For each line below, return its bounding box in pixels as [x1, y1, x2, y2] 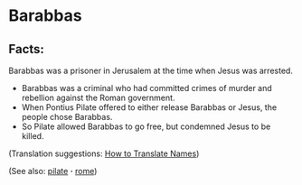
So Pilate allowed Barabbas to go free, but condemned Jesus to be [21, 121, 271, 132]
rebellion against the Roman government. [21, 92, 175, 103]
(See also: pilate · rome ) [8, 166, 98, 176]
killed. [21, 131, 44, 141]
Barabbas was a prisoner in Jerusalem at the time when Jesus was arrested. [8, 65, 293, 76]
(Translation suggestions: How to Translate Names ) [8, 148, 200, 159]
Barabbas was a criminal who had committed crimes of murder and [21, 83, 272, 93]
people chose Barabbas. [21, 112, 113, 122]
